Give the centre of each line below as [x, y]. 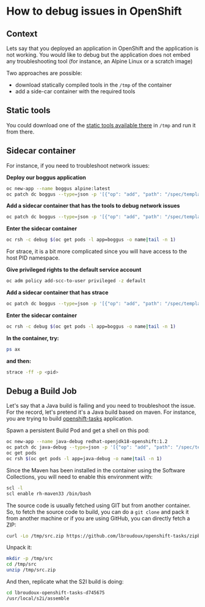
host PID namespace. [33, 258]
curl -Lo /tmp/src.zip [35, 536]
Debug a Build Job [42, 391]
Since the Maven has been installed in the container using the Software [96, 470]
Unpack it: [19, 547]
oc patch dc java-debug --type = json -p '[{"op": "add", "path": [90, 447]
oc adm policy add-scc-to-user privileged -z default [76, 281]
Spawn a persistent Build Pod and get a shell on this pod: [78, 430]
